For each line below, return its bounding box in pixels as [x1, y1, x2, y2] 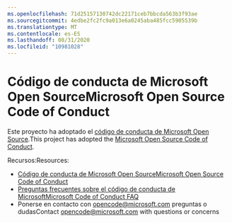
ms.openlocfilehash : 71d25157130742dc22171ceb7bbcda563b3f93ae [7, 10, 198, 18]
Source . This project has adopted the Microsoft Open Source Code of [7, 135, 209, 143]
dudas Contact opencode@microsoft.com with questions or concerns [17, 207, 219, 216]
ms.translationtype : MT [7, 23, 78, 30]
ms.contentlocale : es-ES [7, 30, 81, 38]
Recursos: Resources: [7, 156, 69, 164]
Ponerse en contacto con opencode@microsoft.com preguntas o [17, 200, 207, 208]
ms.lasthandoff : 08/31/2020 [7, 37, 91, 44]
